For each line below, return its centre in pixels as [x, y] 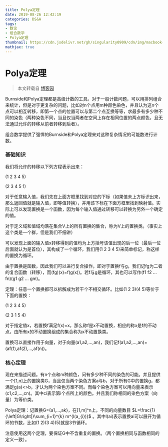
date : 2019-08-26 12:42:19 [33, 14]
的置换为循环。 [20, 255]
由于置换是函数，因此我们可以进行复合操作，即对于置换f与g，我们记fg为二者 [84, 266]
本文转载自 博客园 [35, 88]
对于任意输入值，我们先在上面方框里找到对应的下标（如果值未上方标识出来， [84, 196]
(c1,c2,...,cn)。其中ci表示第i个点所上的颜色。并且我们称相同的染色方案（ [79, 393]
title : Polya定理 [22, 10]
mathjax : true [20, 47]
